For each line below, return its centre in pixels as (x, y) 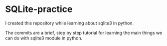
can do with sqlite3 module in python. (44, 38)
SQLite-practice (39, 9)
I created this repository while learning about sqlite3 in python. (69, 23)
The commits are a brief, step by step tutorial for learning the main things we (84, 32)
